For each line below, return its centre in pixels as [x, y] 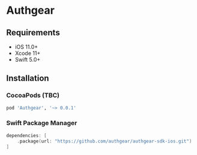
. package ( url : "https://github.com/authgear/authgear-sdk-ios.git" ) [105, 141]
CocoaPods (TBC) [33, 95]
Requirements [33, 33]
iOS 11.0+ [26, 47]
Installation [28, 78]
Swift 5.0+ [28, 60]
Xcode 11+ [28, 53]
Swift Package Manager [42, 123]
